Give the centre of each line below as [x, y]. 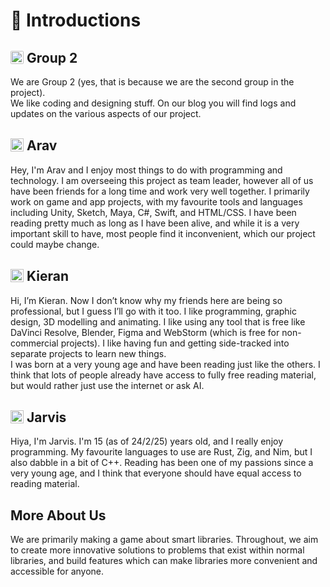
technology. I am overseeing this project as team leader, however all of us [162, 180]
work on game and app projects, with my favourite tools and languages [156, 201]
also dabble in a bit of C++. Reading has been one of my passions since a [162, 463]
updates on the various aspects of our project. [106, 113]
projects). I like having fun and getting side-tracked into [175, 343]
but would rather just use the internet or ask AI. [107, 385]
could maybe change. [55, 244]
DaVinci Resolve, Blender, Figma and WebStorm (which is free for [145, 332]
